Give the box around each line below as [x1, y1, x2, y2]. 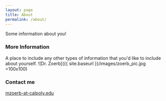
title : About [5, 12, 33, 17]
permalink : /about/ [5, 17, 47, 22]
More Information [5, 44, 50, 51]
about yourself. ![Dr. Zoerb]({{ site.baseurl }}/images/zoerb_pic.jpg [5, 60, 146, 66]
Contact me [5, 78, 35, 85]
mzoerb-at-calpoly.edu [5, 90, 54, 96]
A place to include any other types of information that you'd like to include [5, 55, 161, 61]
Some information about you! [5, 31, 66, 37]
